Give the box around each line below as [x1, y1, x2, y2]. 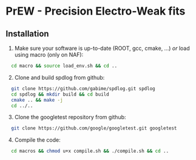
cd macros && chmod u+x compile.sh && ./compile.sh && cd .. [11, 148, 169, 155]
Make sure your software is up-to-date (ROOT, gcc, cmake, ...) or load [14, 44, 190, 52]
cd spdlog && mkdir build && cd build [11, 91, 110, 97]
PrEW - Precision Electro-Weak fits [5, 4, 186, 18]
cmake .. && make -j [11, 97, 63, 103]
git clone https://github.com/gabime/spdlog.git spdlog [11, 85, 155, 92]
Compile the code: [14, 136, 61, 144]
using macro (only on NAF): [14, 51, 84, 58]
